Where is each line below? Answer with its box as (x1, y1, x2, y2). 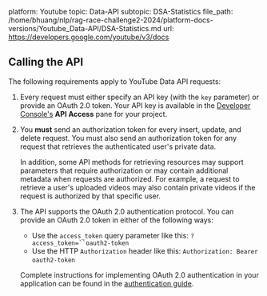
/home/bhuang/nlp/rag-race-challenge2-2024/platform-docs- (8, 15, 213, 25)
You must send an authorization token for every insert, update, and (19, 124, 241, 134)
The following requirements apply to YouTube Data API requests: (8, 76, 221, 86)
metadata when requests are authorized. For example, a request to (19, 174, 240, 183)
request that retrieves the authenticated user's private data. (19, 142, 217, 151)
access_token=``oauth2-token (31, 239, 130, 247)
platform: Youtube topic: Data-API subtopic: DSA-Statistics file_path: (8, 7, 233, 16)
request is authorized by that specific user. (19, 191, 161, 201)
